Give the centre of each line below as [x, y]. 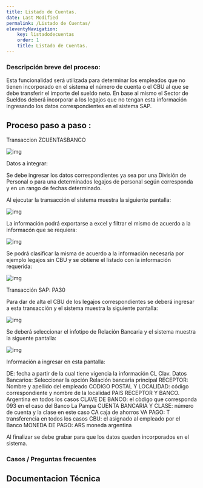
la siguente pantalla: [31, 338]
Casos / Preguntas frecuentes [51, 459]
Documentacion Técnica [53, 479]
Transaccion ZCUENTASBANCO [46, 140]
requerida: [19, 266]
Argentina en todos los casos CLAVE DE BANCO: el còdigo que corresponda [101, 399]
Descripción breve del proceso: [54, 67]
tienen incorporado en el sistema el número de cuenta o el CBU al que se [98, 87]
